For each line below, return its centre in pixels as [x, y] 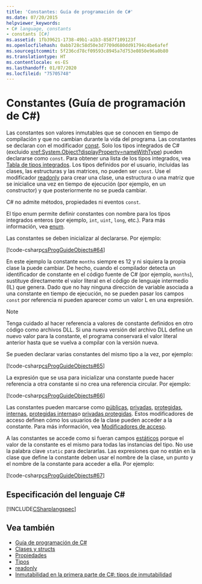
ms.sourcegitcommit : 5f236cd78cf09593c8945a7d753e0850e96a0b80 [87, 51]
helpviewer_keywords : [33, 23]
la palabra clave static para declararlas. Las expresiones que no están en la [101, 451]
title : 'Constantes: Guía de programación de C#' [70, 12]
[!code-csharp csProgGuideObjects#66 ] [56, 396]
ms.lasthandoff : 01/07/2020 [42, 68]
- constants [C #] [28, 34]
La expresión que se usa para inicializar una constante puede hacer [90, 378]
